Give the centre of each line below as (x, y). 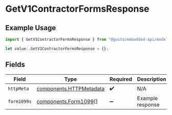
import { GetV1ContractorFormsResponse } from (56, 39)
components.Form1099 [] (67, 101)
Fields (15, 65)
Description (152, 79)
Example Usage (31, 28)
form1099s (20, 101)
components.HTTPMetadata (71, 89)
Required (121, 79)
